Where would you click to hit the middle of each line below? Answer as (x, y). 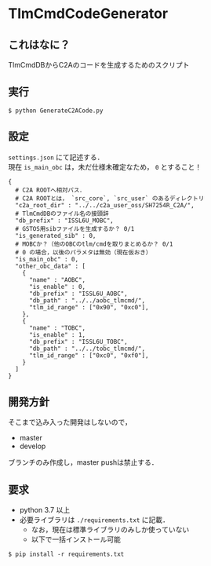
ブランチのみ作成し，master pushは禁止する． (83, 462)
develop (33, 446)
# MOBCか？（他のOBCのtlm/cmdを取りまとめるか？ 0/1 (94, 244)
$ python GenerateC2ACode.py (56, 111)
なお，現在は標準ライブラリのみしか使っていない (110, 530)
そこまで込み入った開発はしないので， (70, 422)
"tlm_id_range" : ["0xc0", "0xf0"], (89, 355)
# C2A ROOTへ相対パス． (51, 190)
